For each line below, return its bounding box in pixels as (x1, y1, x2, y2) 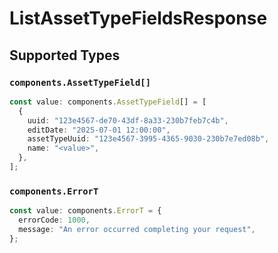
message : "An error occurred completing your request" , (18, 224, 256, 234)
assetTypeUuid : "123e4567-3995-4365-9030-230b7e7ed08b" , (27, 134, 270, 144)
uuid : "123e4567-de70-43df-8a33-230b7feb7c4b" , (27, 115, 229, 126)
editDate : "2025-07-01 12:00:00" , (27, 125, 171, 135)
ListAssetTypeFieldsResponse (9, 7, 268, 30)
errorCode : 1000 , (18, 215, 91, 226)
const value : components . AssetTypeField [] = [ (9, 97, 207, 107)
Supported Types (9, 47, 121, 64)
